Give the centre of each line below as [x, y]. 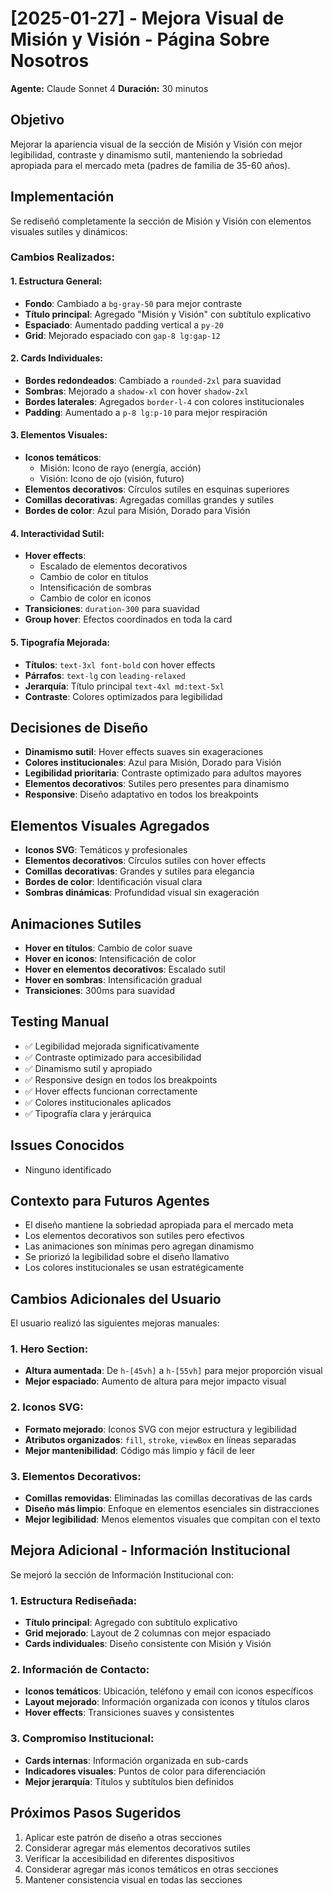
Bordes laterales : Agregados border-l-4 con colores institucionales [164, 401]
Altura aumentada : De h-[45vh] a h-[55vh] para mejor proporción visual [173, 1371]
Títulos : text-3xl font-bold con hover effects [120, 664]
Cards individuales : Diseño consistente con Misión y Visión [148, 1644]
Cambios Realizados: [62, 257]
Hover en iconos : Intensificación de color [110, 958]
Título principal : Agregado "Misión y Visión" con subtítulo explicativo [168, 314]
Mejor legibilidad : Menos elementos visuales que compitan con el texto [172, 1519]
